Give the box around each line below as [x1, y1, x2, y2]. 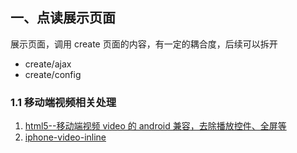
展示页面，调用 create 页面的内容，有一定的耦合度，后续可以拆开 [10, 38, 278, 50]
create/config [24, 68, 82, 80]
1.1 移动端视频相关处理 [10, 95, 117, 109]
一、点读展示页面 [10, 9, 116, 27]
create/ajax [24, 58, 72, 70]
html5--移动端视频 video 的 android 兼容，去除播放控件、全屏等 [24, 120, 287, 132]
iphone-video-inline [24, 131, 107, 143]
